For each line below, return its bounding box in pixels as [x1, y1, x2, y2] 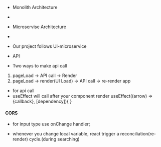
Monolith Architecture [12, 5, 58, 10]
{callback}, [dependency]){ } [12, 98, 72, 104]
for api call [12, 88, 35, 94]
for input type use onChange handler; [12, 121, 90, 127]
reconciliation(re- [120, 131, 156, 137]
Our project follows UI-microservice [12, 43, 87, 49]
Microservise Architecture [12, 24, 67, 30]
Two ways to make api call [12, 63, 67, 68]
